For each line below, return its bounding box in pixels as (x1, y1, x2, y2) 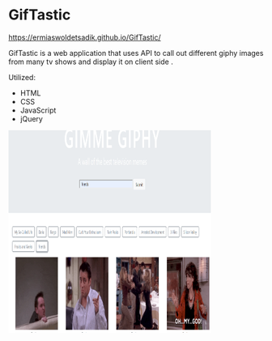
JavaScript (19, 105, 57, 115)
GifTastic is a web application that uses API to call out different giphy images (8, 48, 264, 58)
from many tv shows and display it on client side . (8, 57, 174, 66)
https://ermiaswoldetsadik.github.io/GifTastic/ (8, 32, 162, 42)
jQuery (19, 113, 43, 123)
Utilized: (8, 72, 36, 82)
